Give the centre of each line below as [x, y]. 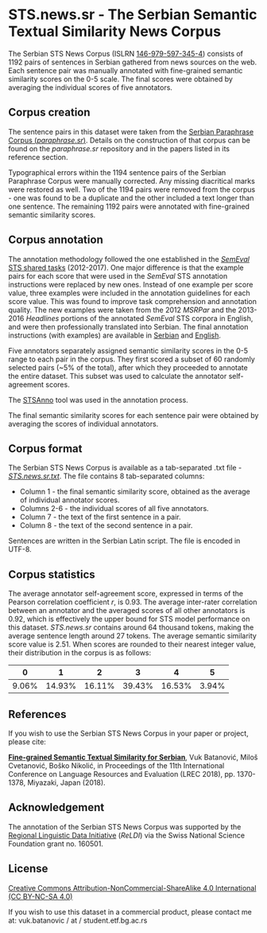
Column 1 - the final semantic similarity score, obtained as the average [135, 492]
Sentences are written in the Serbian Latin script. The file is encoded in [124, 541]
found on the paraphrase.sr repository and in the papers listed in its [119, 148]
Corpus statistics [52, 574]
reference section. [38, 157]
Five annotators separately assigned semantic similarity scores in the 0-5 [128, 350]
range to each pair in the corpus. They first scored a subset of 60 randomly [132, 359]
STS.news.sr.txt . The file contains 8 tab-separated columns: [106, 476]
